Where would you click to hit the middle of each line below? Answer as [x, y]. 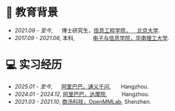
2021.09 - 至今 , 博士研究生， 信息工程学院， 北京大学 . [87, 30]
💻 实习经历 [34, 65]
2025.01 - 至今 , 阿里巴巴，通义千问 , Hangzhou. [81, 86]
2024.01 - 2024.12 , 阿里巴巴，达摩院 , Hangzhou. [82, 94]
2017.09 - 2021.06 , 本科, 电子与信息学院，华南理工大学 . [92, 38]
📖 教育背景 [32, 12]
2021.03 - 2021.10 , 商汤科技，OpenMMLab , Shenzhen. [83, 101]
